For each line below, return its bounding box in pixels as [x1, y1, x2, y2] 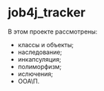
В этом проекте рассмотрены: [8, 27, 98, 36]
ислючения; [17, 70, 54, 78]
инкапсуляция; [17, 55, 61, 63]
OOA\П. [17, 77, 40, 85]
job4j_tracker [8, 5, 85, 21]
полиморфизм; [17, 62, 62, 70]
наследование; [17, 48, 63, 56]
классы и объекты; [17, 40, 74, 49]
